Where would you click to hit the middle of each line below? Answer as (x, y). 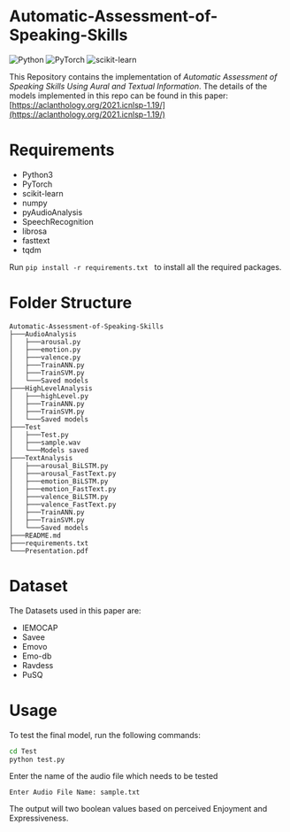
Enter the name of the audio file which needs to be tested (114, 776)
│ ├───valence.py (45, 357)
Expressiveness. (39, 818)
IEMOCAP (40, 628)
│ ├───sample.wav (45, 443)
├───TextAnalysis (41, 458)
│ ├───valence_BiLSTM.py (59, 497)
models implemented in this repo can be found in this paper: (118, 96)
